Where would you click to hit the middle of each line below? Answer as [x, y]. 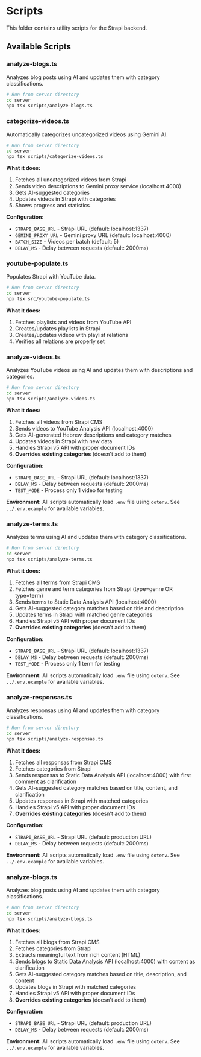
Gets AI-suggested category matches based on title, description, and [100, 974]
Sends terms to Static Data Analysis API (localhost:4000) [85, 602]
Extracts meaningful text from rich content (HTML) [78, 954]
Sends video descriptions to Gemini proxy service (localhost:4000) [98, 186]
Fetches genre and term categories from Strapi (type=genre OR [94, 588]
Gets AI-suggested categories [52, 193]
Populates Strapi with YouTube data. [51, 277]
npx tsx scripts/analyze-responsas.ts [55, 739]
